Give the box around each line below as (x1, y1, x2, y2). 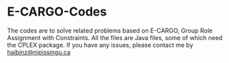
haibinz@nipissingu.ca (7, 48, 70, 56)
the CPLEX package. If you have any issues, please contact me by (7, 41, 193, 49)
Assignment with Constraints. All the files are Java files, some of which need (7, 33, 223, 41)
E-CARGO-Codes (7, 4, 107, 20)
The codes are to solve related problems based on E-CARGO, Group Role (7, 26, 213, 35)
